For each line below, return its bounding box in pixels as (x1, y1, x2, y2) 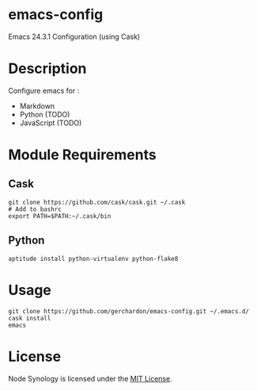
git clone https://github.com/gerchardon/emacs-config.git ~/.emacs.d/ (8, 307, 249, 315)
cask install (8, 314, 51, 322)
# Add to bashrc (8, 205, 62, 213)
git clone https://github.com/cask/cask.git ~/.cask (8, 198, 186, 206)
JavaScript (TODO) (19, 117, 82, 128)
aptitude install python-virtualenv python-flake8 (8, 255, 179, 263)
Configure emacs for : (8, 86, 80, 95)
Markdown (19, 101, 55, 110)
